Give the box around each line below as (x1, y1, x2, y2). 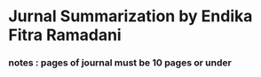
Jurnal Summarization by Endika (8, 6, 253, 27)
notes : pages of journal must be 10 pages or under (8, 57, 232, 69)
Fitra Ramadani (8, 25, 122, 45)
